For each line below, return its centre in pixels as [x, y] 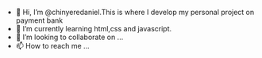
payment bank [39, 20]
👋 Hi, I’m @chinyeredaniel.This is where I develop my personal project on [135, 12]
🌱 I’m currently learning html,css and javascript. [94, 29]
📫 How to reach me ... [52, 46]
